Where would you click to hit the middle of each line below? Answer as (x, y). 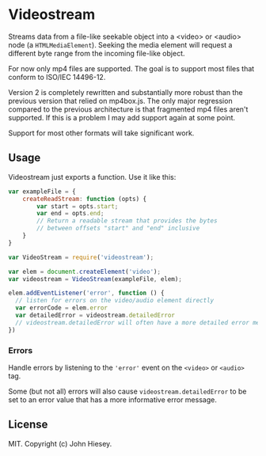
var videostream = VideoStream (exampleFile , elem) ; (95, 279)
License (28, 425)
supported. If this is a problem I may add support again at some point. (122, 117)
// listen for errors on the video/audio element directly (115, 301)
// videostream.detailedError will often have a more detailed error (132, 322)
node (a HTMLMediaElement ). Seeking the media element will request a (120, 44)
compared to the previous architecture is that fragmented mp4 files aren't (128, 109)
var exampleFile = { (42, 192)
